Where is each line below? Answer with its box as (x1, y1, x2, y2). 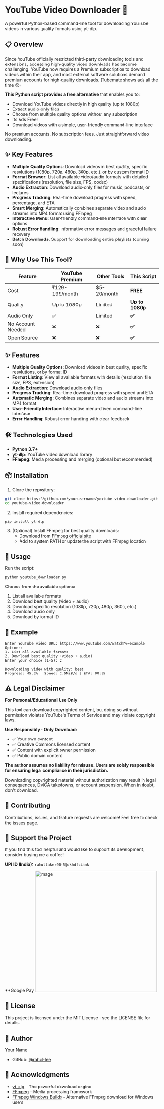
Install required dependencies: (12, 509, 74, 515)
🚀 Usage (5, 552, 31, 561)
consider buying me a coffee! (5, 852, 64, 858)
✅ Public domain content (12, 752, 62, 758)
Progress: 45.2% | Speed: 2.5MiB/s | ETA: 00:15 (5, 671, 106, 676)
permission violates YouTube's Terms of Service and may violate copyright (5, 712, 155, 718)
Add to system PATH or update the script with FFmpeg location (19, 538, 146, 544)
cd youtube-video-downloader (5, 500, 64, 505)
